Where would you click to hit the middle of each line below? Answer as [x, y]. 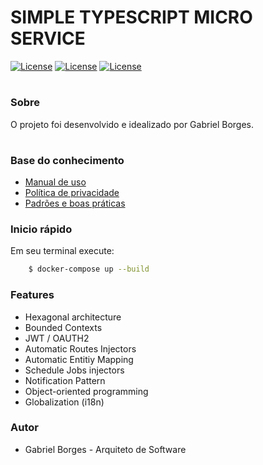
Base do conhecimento [67, 160]
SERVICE [48, 38]
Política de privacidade [72, 193]
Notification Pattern [65, 380]
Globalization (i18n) [64, 402]
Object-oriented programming [86, 391]
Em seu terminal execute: [62, 251]
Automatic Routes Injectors [80, 348]
